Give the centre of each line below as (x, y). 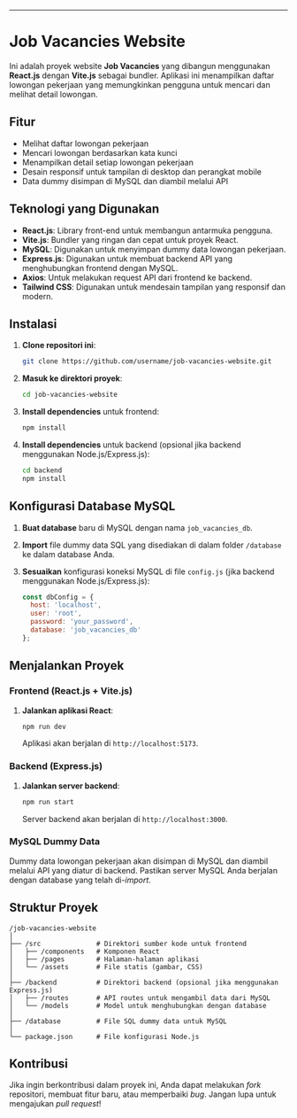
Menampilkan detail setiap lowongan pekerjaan (108, 162)
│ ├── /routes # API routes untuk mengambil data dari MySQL (140, 998)
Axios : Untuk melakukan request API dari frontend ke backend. (137, 277)
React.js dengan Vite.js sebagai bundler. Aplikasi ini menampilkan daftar (142, 75)
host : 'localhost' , (66, 605)
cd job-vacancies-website (69, 395)
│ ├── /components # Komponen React (85, 951)
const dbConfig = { (58, 597)
